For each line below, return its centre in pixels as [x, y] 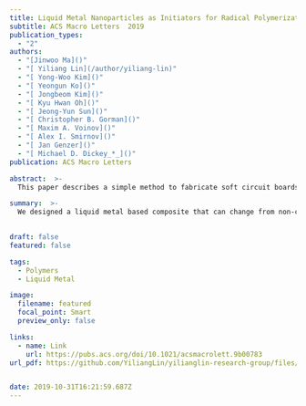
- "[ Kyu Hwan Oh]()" [59, 103]
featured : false [40, 245]
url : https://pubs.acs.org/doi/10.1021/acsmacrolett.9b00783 [144, 354]
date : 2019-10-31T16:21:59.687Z [71, 387]
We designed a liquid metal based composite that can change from [146, 212]
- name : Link [42, 346]
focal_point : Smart [55, 312]
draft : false [34, 237]
